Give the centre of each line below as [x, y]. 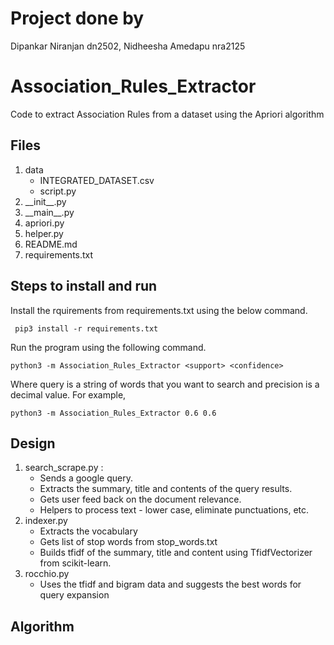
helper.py [44, 233]
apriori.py [44, 223]
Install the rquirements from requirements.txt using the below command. [159, 310]
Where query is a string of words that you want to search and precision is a [165, 384]
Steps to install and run [84, 286]
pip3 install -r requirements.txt [86, 328]
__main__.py [49, 212]
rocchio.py [47, 574]
